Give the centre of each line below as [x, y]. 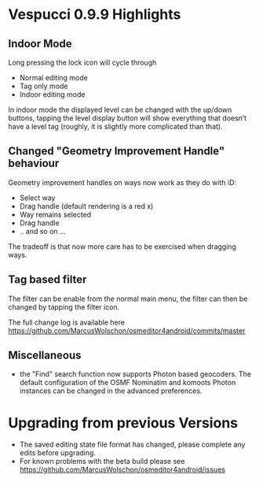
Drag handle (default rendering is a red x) [86, 206]
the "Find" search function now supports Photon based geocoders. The [135, 374]
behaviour [34, 163]
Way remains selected [55, 214]
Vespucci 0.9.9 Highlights [95, 15]
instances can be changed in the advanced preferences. [111, 391]
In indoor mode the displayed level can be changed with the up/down [120, 109]
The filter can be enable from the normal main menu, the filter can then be [128, 298]
